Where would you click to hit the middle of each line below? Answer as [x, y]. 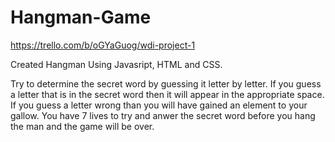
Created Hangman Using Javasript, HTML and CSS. [116, 64]
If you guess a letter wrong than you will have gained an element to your [159, 105]
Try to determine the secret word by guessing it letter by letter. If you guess [166, 83]
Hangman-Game [81, 17]
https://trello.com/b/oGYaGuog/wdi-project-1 [103, 45]
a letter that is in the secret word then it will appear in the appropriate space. [167, 94]
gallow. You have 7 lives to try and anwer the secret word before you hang [163, 115]
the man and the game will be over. [82, 126]
